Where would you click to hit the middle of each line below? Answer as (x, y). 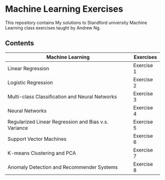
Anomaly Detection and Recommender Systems (63, 167)
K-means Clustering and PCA (42, 153)
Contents (20, 43)
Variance (18, 128)
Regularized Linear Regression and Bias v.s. (58, 122)
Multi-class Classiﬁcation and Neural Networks (62, 97)
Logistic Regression (30, 82)
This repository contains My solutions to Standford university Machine (76, 23)
